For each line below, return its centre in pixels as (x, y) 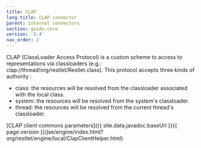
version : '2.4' (25, 34)
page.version (23, 132)
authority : (19, 76)
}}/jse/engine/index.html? (72, 132)
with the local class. (40, 95)
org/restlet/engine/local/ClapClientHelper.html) (65, 138)
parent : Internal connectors (43, 23)
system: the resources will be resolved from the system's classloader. (102, 101)
